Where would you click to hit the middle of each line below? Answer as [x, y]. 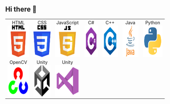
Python [153, 22]
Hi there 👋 [21, 9]
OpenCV [18, 62]
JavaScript [68, 22]
